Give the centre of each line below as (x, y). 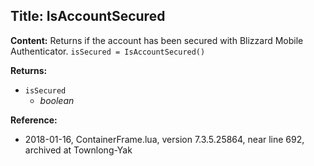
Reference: (34, 120)
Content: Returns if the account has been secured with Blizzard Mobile (157, 40)
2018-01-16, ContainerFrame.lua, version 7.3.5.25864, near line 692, (164, 139)
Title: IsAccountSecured (88, 16)
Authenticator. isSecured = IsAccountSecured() (108, 51)
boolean (57, 100)
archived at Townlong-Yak (78, 150)
